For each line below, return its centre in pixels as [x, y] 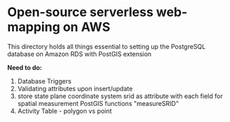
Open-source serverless [80, 12]
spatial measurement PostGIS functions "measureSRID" [98, 103]
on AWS [87, 27]
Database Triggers [44, 81]
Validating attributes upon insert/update [75, 88]
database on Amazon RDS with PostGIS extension [79, 54]
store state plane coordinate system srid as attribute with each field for [120, 96]
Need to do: [25, 67]
